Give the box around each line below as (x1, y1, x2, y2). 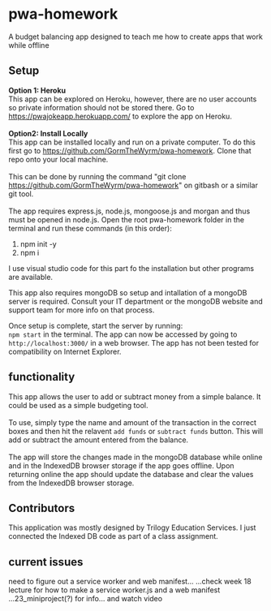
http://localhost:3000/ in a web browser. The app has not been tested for (8, 338, 260, 347)
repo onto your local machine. (8, 154, 109, 164)
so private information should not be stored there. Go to (8, 102, 195, 112)
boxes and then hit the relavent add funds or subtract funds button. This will (8, 426, 264, 436)
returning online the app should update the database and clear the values (8, 469, 254, 479)
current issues (8, 555, 84, 569)
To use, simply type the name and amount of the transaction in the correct (8, 417, 257, 427)
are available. (8, 272, 54, 282)
